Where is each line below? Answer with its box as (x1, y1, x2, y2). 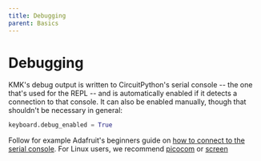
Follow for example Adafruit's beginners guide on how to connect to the (8, 135, 246, 145)
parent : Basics (8, 19, 59, 27)
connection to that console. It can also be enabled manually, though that (8, 97, 247, 107)
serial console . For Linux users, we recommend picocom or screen (8, 144, 228, 154)
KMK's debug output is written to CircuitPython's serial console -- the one (8, 80, 253, 90)
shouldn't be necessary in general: (8, 106, 122, 115)
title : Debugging (8, 11, 66, 20)
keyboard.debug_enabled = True (8, 121, 113, 129)
